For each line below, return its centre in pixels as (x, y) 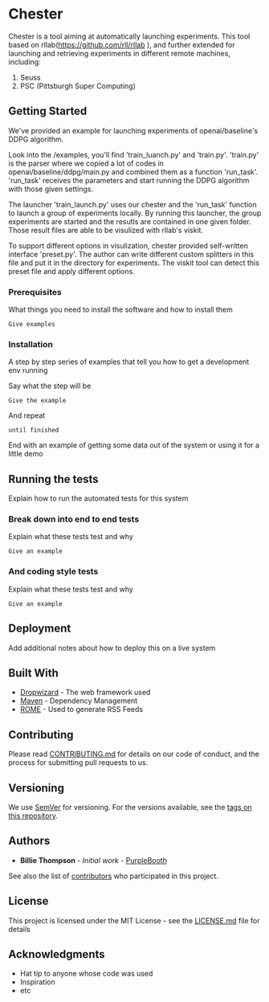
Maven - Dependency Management (79, 701)
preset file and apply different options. (71, 271)
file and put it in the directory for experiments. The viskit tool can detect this (134, 263)
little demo (26, 454)
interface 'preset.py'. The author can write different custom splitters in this (131, 254)
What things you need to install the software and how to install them (120, 309)
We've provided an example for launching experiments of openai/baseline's (133, 130)
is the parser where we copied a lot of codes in (86, 163)
